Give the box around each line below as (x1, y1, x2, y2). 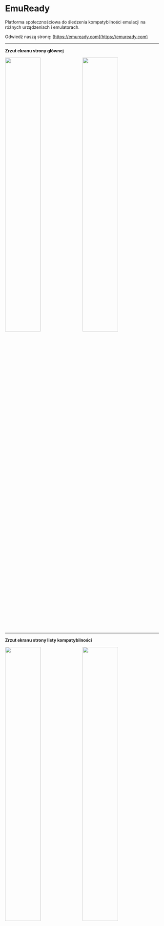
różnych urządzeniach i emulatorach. (5, 24, 80, 30)
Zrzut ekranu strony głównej (5, 47, 64, 54)
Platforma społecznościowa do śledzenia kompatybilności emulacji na (5, 19, 145, 25)
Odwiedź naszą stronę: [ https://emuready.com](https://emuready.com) (5, 34, 148, 40)
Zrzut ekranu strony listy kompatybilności (5, 637, 92, 643)
